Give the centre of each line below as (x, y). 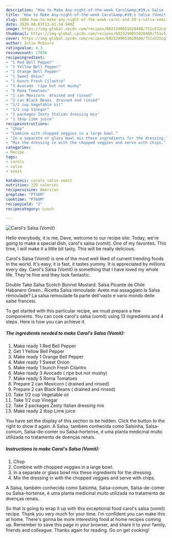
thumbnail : (17, 34)
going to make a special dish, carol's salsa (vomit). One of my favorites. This (86, 243)
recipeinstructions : (28, 124)
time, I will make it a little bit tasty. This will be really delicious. (71, 248)
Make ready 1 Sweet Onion (41, 362)
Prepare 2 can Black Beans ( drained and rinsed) (64, 389)
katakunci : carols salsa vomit (39, 181)
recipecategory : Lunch (30, 209)
